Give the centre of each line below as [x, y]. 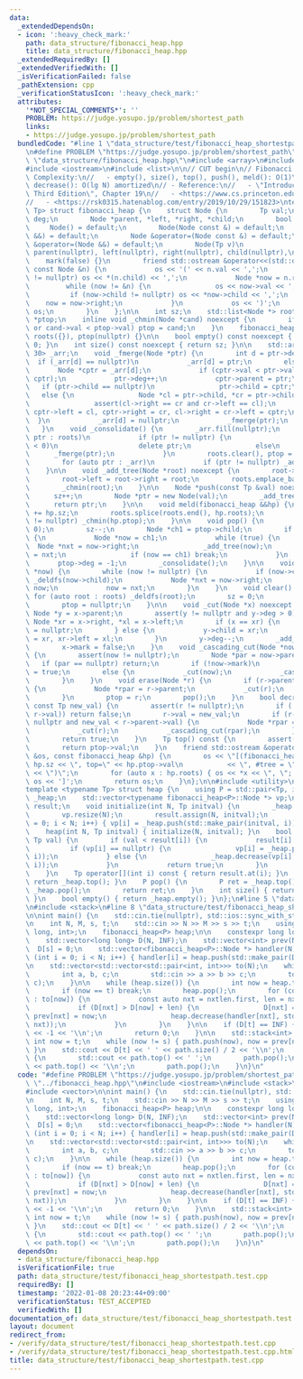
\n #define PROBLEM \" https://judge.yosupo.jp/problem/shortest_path [157, 152]
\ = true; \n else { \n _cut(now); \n [129, 672]
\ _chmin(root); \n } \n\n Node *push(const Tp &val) [151, 487]
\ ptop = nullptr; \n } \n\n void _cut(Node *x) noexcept [159, 606]
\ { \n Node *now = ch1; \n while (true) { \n [153, 538]
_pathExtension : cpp [56, 85]
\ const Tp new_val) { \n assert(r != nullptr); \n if [155, 706]
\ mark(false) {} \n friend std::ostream [123, 261]
